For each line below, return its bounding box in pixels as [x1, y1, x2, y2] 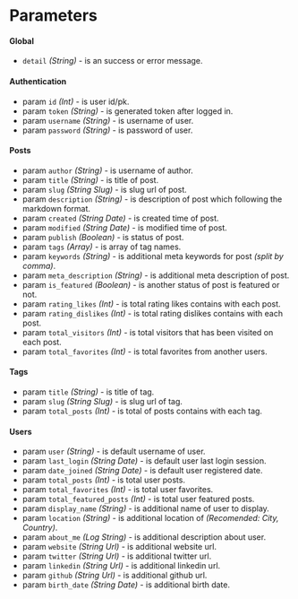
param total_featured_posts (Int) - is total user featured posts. [21, 494, 255, 505]
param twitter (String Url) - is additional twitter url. [21, 551, 212, 561]
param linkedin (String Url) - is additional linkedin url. [21, 560, 221, 571]
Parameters [9, 5, 98, 26]
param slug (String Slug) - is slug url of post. [21, 184, 188, 195]
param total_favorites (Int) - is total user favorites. [21, 484, 214, 495]
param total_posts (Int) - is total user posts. [21, 474, 186, 485]
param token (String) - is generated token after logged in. [21, 105, 234, 117]
